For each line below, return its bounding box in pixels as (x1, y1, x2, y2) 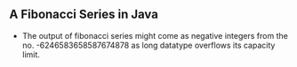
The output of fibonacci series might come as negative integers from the (21, 30, 289, 41)
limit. (21, 48, 40, 60)
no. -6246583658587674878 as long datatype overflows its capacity (21, 40, 276, 50)
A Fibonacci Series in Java (9, 7, 158, 22)
